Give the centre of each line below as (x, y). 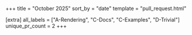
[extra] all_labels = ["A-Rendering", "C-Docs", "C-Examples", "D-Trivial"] (92, 20)
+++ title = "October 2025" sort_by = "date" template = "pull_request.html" (96, 8)
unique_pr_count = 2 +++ (36, 26)
